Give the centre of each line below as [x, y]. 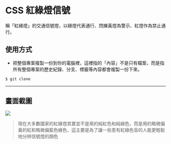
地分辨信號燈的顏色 [38, 136]
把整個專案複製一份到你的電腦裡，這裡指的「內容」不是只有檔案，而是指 [88, 63]
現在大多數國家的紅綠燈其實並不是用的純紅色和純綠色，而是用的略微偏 [91, 124]
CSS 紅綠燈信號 [38, 10]
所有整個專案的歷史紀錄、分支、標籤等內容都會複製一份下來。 [77, 69]
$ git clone [18, 79]
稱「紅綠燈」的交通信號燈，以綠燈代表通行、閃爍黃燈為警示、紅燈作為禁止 [83, 26]
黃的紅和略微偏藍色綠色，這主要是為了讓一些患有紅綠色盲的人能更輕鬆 [91, 130]
